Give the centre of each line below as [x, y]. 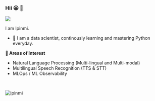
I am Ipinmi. [17, 28]
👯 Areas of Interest [25, 53]
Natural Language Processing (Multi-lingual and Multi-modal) [76, 63]
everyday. [23, 43]
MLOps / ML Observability [40, 74]
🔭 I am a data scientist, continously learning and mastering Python [81, 38]
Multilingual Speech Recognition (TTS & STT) [60, 68]
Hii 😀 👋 [14, 8]
